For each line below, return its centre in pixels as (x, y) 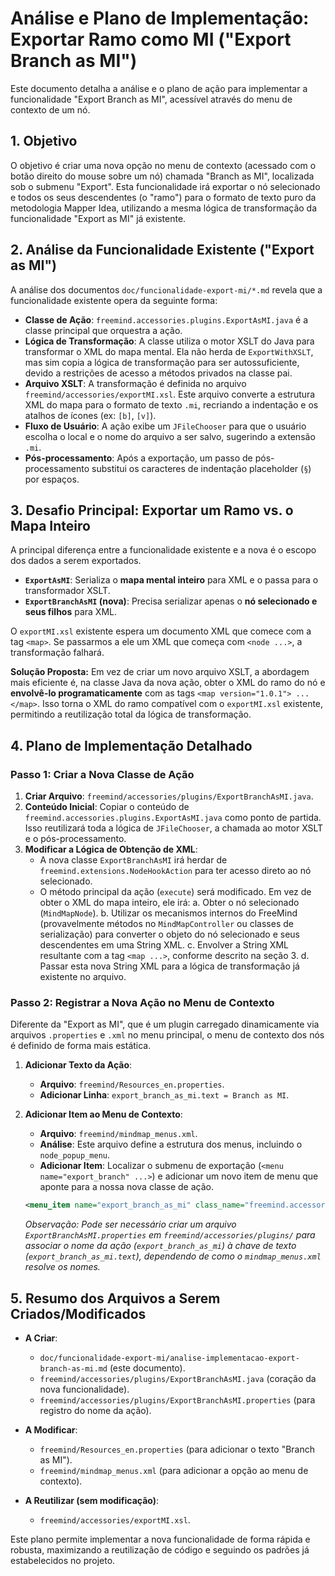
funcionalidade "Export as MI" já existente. (98, 218)
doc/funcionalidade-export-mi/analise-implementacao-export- (169, 1358)
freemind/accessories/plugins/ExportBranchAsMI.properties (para (177, 1400)
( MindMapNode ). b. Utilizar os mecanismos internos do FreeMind (168, 913)
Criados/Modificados (78, 1313)
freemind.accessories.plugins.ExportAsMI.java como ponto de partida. (173, 818)
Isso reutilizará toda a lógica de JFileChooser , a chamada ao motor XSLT (174, 828)
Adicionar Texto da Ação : (78, 1065)
